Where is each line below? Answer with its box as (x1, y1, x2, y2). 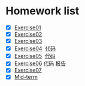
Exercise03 (14, 38, 42, 45)
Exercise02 (14, 31, 42, 38)
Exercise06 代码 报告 (14, 60, 66, 67)
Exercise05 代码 (14, 53, 56, 60)
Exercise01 (14, 24, 41, 31)
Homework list (5, 4, 80, 18)
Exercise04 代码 (14, 45, 56, 52)
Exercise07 (14, 67, 42, 74)
